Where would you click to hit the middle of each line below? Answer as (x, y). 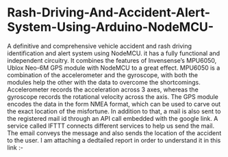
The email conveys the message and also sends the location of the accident (114, 133)
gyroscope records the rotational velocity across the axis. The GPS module (113, 96)
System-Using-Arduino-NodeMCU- (111, 27)
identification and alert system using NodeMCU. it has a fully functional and (114, 53)
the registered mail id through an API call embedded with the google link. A (113, 118)
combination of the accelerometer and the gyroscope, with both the (103, 75)
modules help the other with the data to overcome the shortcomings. (104, 82)
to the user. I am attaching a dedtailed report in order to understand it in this (114, 140)
